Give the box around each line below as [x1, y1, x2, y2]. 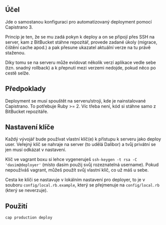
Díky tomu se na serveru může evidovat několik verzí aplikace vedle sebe [5, 59, 156, 65]
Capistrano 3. [5, 24, 33, 30]
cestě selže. [5, 70, 30, 76]
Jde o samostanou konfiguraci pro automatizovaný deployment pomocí [5, 18, 152, 24]
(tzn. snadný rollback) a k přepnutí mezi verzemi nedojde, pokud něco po [5, 64, 156, 70]
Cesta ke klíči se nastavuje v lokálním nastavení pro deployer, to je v [5, 176, 145, 183]
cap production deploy [5, 215, 52, 220]
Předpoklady [5, 84, 46, 93]
